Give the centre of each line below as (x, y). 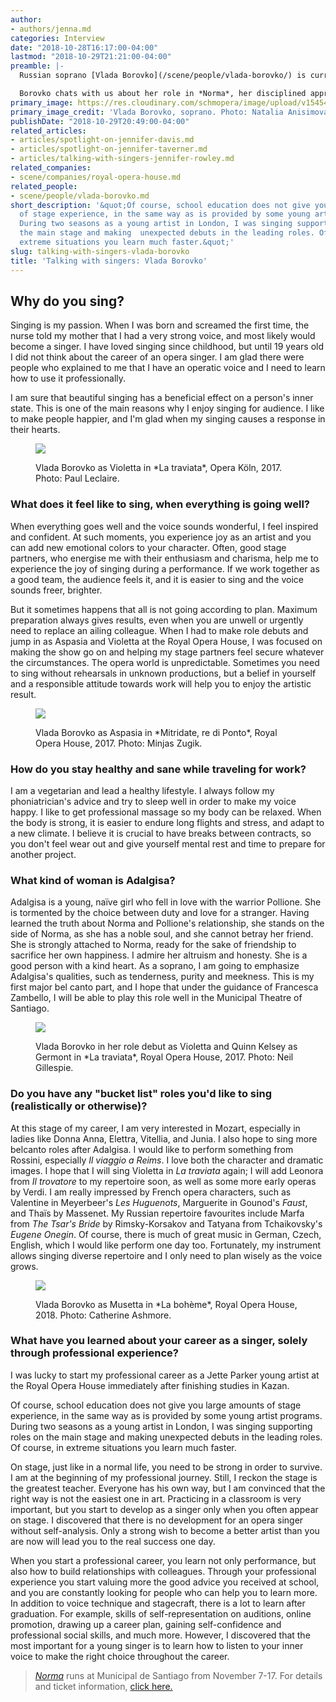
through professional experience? (94, 1353)
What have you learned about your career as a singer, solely (159, 1341)
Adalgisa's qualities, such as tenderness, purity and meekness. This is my (162, 977)
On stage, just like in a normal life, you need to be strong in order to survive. (166, 1467)
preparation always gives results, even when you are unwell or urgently (157, 620)
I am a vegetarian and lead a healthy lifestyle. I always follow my (142, 790)
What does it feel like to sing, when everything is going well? (160, 504)
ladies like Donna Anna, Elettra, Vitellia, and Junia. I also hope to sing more (164, 1138)
